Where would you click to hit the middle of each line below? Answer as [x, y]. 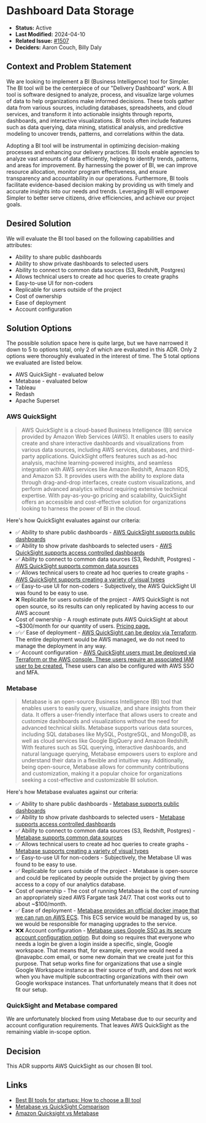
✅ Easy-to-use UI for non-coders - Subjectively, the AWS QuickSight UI [105, 586]
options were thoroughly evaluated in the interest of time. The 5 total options [103, 356]
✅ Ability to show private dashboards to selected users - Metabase [100, 817]
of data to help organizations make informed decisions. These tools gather [101, 101]
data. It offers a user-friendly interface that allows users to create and [109, 714]
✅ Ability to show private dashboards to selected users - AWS [93, 546]
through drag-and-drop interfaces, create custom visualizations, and [108, 482]
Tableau [25, 388]
